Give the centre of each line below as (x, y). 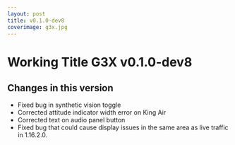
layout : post (26, 14)
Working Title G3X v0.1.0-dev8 (100, 62)
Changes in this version (61, 88)
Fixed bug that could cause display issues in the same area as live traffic (123, 127)
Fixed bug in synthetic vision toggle (69, 105)
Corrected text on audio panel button (71, 120)
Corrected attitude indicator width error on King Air (92, 112)
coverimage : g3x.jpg (38, 27)
